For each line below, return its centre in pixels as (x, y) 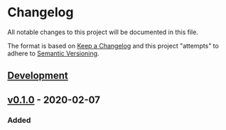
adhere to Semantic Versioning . (53, 53)
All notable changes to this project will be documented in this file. (103, 32)
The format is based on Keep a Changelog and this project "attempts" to (113, 45)
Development (38, 76)
